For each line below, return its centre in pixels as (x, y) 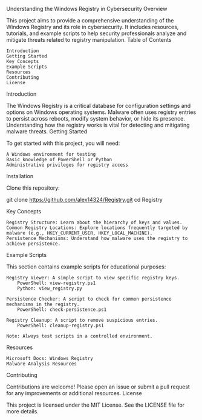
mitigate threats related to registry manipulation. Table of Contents (89, 40)
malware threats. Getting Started (47, 132)
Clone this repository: (33, 188)
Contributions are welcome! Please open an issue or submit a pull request (98, 387)
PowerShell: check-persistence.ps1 (62, 310)
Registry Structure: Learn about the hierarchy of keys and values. (94, 222)
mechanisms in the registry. (43, 304)
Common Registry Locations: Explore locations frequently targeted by (97, 228)
